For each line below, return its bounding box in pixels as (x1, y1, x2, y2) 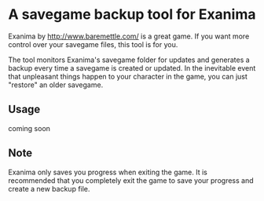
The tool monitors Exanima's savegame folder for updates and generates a (8, 55, 250, 64)
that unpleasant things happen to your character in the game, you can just (8, 71, 247, 81)
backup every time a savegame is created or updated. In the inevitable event (8, 63, 256, 72)
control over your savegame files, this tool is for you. (8, 39, 178, 49)
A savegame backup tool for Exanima (8, 5, 256, 24)
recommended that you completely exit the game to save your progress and (8, 175, 254, 185)
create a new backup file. (8, 184, 90, 193)
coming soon (8, 123, 51, 133)
